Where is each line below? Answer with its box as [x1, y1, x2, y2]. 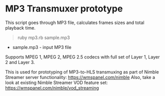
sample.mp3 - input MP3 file [12, 44, 72, 50]
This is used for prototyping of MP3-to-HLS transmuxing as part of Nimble [5, 68, 159, 75]
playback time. [5, 24, 36, 30]
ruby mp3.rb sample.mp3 [17, 34, 70, 40]
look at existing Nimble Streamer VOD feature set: [5, 79, 108, 85]
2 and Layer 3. [5, 59, 35, 65]
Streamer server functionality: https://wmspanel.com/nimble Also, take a [5, 74, 155, 80]
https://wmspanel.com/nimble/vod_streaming [5, 84, 99, 90]
